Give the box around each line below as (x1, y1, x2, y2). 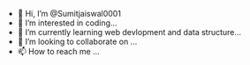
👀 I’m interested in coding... (17, 18, 117, 28)
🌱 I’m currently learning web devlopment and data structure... (17, 27, 241, 37)
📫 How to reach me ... (17, 47, 100, 56)
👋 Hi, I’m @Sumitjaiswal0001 (17, 9, 122, 18)
